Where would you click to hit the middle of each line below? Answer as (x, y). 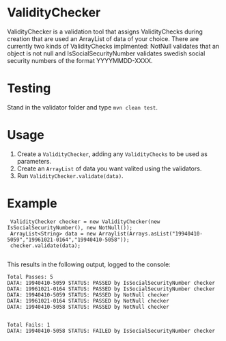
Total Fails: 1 (29, 325)
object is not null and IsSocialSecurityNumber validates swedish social (106, 53)
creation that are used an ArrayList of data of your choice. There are (103, 38)
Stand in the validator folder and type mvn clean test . (83, 107)
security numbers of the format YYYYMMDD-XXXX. (80, 60)
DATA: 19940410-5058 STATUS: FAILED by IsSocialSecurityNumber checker (111, 331)
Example (32, 203)
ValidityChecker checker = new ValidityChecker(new (85, 222)
